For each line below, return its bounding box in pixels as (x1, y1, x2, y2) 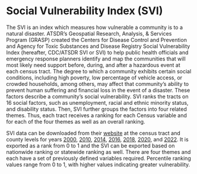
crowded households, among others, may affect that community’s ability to (6, 80, 189, 87)
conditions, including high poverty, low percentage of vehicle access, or (6, 74, 183, 81)
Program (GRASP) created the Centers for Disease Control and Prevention (6, 36, 187, 43)
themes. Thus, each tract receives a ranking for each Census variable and (6, 111, 187, 119)
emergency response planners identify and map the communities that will (6, 55, 186, 62)
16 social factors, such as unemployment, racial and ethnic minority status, (6, 99, 189, 106)
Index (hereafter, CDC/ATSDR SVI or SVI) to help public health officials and (6, 49, 189, 56)
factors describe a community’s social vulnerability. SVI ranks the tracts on (6, 93, 189, 100)
